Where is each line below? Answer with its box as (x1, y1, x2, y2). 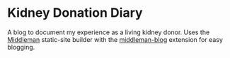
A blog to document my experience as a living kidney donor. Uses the (7, 28, 210, 36)
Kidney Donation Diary (7, 5, 143, 21)
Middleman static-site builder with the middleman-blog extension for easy (7, 35, 223, 43)
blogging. (7, 43, 35, 51)
